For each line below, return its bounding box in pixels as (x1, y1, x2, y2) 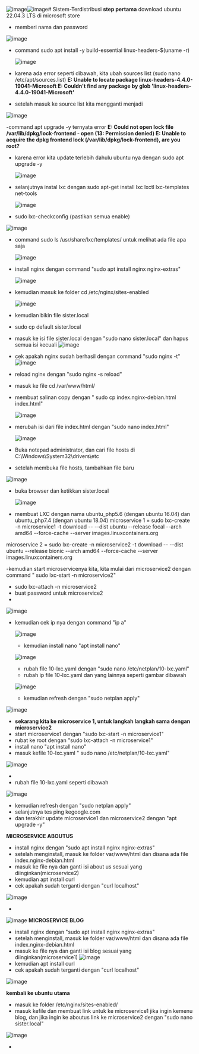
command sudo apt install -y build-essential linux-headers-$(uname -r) (14, 47, 190, 54)
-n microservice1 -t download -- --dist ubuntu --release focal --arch (14, 523, 182, 530)
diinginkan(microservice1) (14, 954, 78, 960)
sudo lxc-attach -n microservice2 (14, 583, 97, 590)
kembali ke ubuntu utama (6, 990, 70, 996)
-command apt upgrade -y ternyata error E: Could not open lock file (6, 123, 174, 131)
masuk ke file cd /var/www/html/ (14, 382, 95, 389)
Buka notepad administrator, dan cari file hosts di (14, 446, 135, 453)
